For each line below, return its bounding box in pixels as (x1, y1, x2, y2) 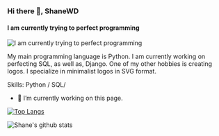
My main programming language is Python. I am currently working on (7, 52, 206, 61)
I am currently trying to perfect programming (7, 24, 140, 32)
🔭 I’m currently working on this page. (17, 94, 123, 103)
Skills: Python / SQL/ (7, 80, 66, 89)
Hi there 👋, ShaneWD (7, 6, 79, 16)
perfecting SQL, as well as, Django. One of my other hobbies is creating (7, 60, 213, 68)
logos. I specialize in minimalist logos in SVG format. (7, 67, 156, 76)
